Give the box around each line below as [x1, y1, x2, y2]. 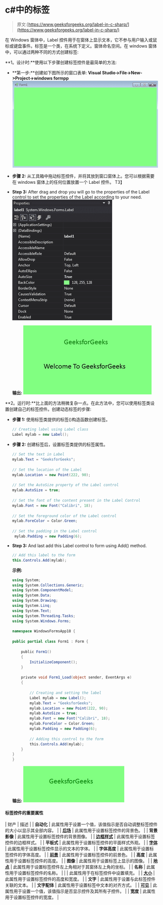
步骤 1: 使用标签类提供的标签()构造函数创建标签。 [12, 417, 110, 423]
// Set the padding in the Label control [12, 529, 97, 534]
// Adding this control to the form [30, 736, 104, 742]
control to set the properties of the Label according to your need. [12, 194, 142, 200]
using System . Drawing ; [12, 598, 58, 603]
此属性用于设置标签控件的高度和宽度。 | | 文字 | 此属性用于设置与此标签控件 [5, 876, 156, 882]
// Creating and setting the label [30, 690, 102, 695]
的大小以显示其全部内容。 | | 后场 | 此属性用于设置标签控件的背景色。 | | [5, 828, 148, 834]
